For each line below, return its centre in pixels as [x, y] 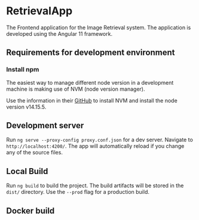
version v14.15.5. [26, 107]
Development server [45, 126]
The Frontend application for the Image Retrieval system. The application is [99, 27]
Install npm [23, 70]
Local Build [27, 171]
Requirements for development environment [91, 53]
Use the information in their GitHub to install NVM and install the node [92, 100]
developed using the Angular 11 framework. [59, 33]
